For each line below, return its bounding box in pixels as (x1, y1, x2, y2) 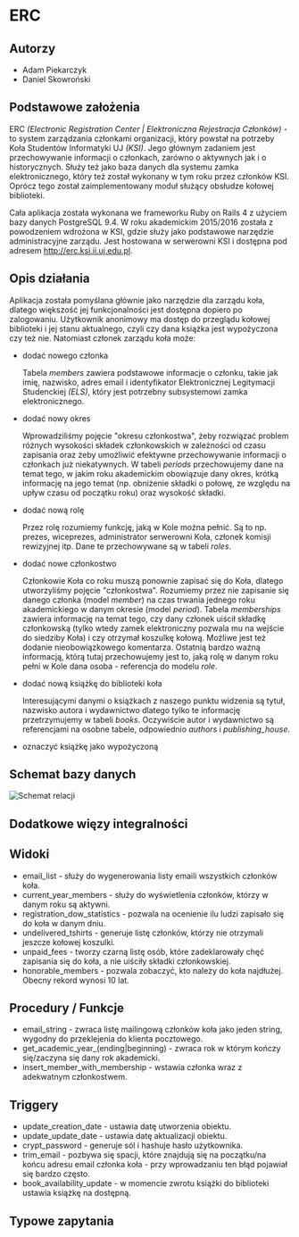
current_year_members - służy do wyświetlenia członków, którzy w (21, 889, 270, 900)
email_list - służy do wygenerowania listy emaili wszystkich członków (21, 870, 278, 881)
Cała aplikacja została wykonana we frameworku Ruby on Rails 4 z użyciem (9, 207, 287, 218)
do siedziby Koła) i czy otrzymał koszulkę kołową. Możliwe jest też (21, 632, 266, 643)
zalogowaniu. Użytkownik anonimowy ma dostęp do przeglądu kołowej (9, 313, 270, 324)
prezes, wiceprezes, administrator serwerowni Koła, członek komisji (21, 531, 271, 542)
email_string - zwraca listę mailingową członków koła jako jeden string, (21, 1024, 283, 1035)
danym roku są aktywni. (21, 899, 111, 909)
